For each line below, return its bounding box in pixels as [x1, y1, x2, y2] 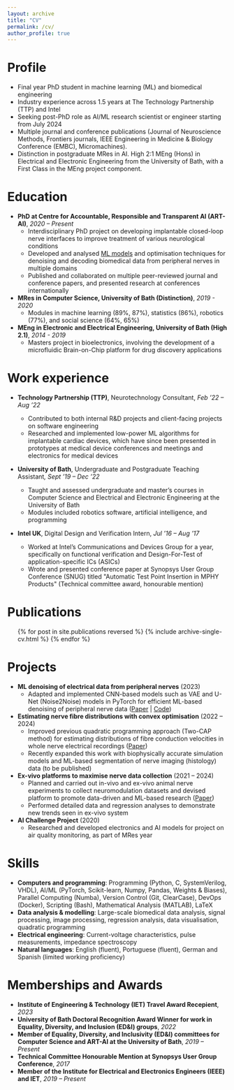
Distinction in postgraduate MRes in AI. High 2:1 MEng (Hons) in [17, 150, 200, 158]
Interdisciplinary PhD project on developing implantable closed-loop [27, 227, 224, 235]
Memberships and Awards [7, 978, 163, 993]
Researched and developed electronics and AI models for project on [27, 823, 224, 831]
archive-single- [177, 627, 222, 636]
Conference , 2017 [17, 1059, 71, 1068]
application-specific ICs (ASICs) [27, 558, 121, 566]
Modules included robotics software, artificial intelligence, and [27, 508, 207, 517]
